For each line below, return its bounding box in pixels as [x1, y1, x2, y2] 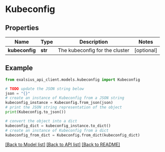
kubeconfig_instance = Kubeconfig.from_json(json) [5, 100, 113, 105]
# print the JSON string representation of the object [5, 105, 122, 110]
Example [5, 64, 33, 72]
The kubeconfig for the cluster [57, 47, 129, 54]
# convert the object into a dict [5, 118, 78, 123]
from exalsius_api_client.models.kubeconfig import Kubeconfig [5, 77, 140, 82]
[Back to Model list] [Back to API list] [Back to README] [5, 141, 120, 147]
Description [79, 39, 108, 45]
